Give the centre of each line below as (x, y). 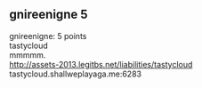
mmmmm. (28, 55)
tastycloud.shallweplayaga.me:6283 (76, 74)
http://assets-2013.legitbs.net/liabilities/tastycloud (101, 64)
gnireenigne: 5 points (48, 36)
